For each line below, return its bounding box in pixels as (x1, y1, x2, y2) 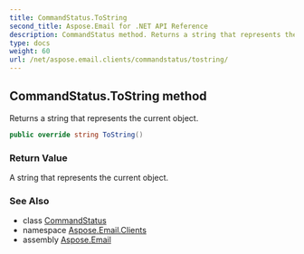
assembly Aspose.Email (22, 234, 111, 245)
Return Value (9, 151, 68, 164)
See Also (9, 194, 50, 207)
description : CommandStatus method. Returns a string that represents (9, 30, 281, 39)
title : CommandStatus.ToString (9, 13, 128, 23)
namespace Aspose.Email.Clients (22, 225, 147, 236)
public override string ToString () (9, 130, 144, 139)
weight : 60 (9, 47, 51, 56)
